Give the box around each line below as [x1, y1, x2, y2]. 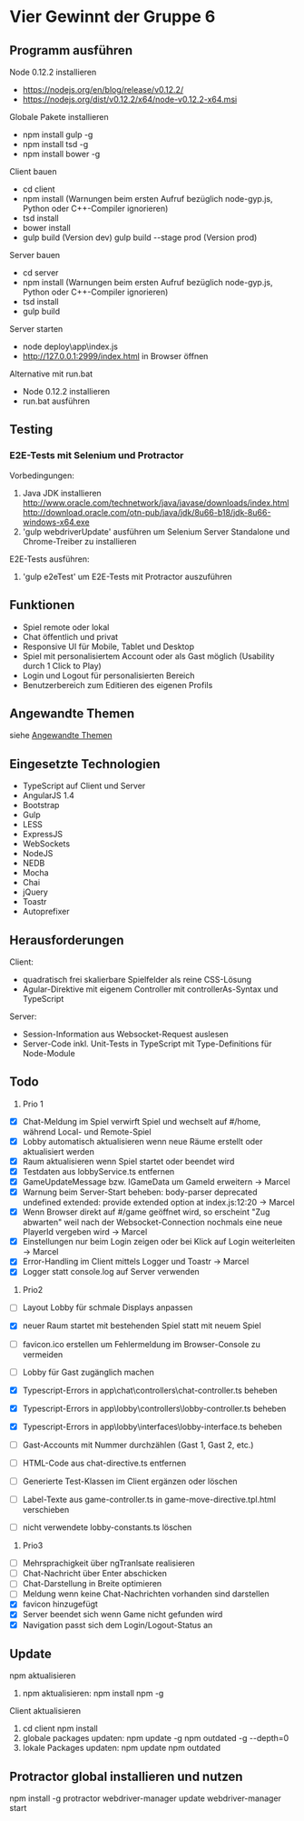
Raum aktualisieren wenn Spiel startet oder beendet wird [22, 1156, 235, 1166]
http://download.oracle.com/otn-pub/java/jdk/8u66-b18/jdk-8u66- [22, 506, 271, 517]
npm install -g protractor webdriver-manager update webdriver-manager [9, 1793, 281, 1804]
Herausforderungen [9, 932, 124, 947]
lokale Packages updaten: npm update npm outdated [22, 1743, 221, 1754]
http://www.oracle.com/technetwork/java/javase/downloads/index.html [22, 497, 289, 508]
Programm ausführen [9, 43, 133, 58]
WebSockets [22, 838, 71, 849]
